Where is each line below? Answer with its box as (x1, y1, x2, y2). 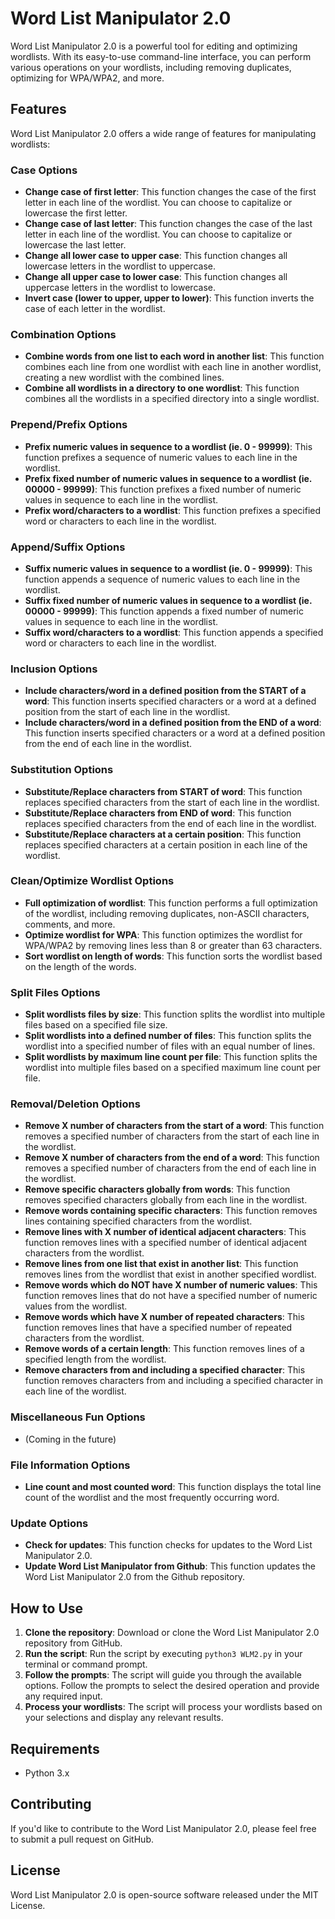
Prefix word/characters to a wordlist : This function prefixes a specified (24, 504, 322, 516)
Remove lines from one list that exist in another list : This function (24, 1258, 299, 1270)
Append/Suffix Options (10, 540, 126, 554)
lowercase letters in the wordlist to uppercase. (24, 260, 216, 272)
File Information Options (10, 1458, 131, 1472)
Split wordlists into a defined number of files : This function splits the (24, 1030, 312, 1042)
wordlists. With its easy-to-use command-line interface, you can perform (10, 50, 312, 62)
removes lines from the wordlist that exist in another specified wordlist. (24, 1268, 317, 1281)
